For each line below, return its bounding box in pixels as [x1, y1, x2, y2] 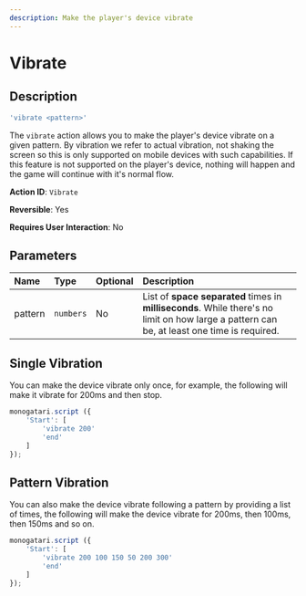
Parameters [9, 247, 77, 263]
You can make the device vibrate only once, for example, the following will [9, 380, 289, 391]
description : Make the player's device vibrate [9, 13, 194, 23]
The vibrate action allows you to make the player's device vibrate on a [9, 130, 275, 141]
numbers [54, 308, 87, 319]
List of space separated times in [142, 290, 282, 303]
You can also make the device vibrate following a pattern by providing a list [9, 499, 291, 510]
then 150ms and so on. [9, 518, 95, 529]
